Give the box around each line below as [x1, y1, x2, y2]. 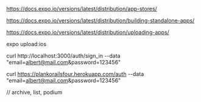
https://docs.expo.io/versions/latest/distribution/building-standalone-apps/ [6, 17, 195, 24]
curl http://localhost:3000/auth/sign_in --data [6, 52, 121, 59]
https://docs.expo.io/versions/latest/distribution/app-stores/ [6, 5, 157, 12]
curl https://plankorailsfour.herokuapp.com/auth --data [6, 70, 144, 78]
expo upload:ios [6, 41, 47, 47]
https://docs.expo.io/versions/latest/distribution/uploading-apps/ [6, 29, 169, 36]
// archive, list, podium [6, 89, 63, 96]
